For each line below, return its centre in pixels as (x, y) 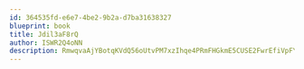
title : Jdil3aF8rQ (44, 34)
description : (34, 51)
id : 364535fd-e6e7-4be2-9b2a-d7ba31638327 (90, 17)
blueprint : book (40, 26)
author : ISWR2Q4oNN (46, 43)
